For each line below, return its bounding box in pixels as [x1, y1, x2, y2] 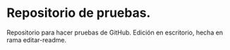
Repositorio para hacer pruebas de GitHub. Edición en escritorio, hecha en [6, 28, 224, 37]
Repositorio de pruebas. [6, 5, 151, 21]
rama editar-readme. [6, 35, 67, 44]
